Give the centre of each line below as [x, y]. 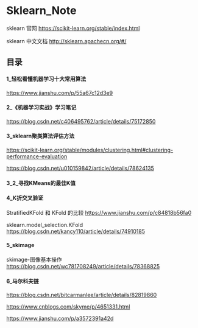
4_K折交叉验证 [25, 198]
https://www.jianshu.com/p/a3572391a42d [60, 319]
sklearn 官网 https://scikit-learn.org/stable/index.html [73, 28]
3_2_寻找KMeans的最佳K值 [41, 183]
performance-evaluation [37, 156]
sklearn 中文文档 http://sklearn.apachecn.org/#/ [66, 41]
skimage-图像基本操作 [34, 259]
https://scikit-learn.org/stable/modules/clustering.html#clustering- [90, 150]
